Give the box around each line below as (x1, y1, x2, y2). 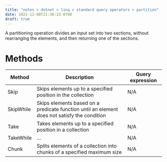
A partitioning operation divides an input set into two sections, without (5, 30, 149, 36)
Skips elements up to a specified (36, 85, 113, 92)
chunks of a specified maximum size (36, 149, 122, 156)
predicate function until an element (36, 106, 118, 113)
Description (65, 74, 94, 81)
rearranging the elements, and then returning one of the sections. (5, 35, 139, 41)
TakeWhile (7, 135, 32, 142)
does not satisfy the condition (36, 112, 106, 119)
